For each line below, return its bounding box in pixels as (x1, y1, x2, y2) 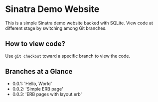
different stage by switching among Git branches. (5, 25, 107, 31)
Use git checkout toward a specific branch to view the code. (5, 53, 131, 59)
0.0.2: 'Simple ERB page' (12, 86, 63, 92)
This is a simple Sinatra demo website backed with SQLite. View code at (5, 20, 154, 26)
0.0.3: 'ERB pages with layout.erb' (12, 91, 82, 97)
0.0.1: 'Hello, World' (12, 81, 52, 87)
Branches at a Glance (5, 67, 73, 76)
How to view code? (5, 40, 66, 48)
